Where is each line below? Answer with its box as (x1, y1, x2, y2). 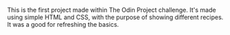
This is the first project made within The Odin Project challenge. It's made (7, 6, 216, 14)
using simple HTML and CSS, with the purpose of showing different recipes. (7, 13, 224, 21)
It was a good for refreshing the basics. (7, 21, 119, 28)
